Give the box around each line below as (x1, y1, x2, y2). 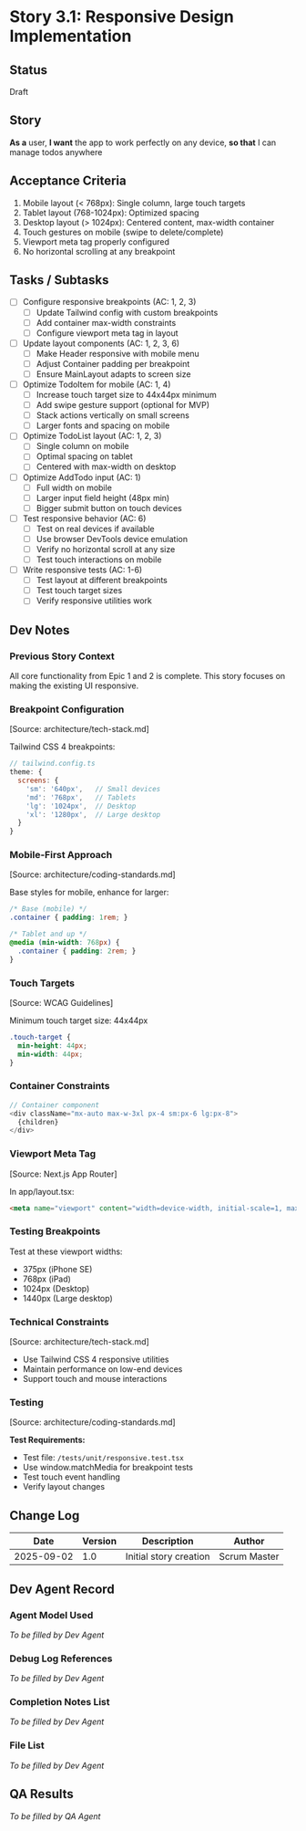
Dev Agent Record (9, 1581, 116, 1596)
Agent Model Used (9, 1608, 94, 1621)
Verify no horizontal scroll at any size (36, 543, 176, 554)
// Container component (9, 1100, 100, 1110)
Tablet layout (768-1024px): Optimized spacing (22, 207, 199, 218)
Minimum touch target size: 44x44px (9, 1015, 148, 1026)
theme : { (9, 768, 43, 777)
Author (233, 1535, 265, 1548)
